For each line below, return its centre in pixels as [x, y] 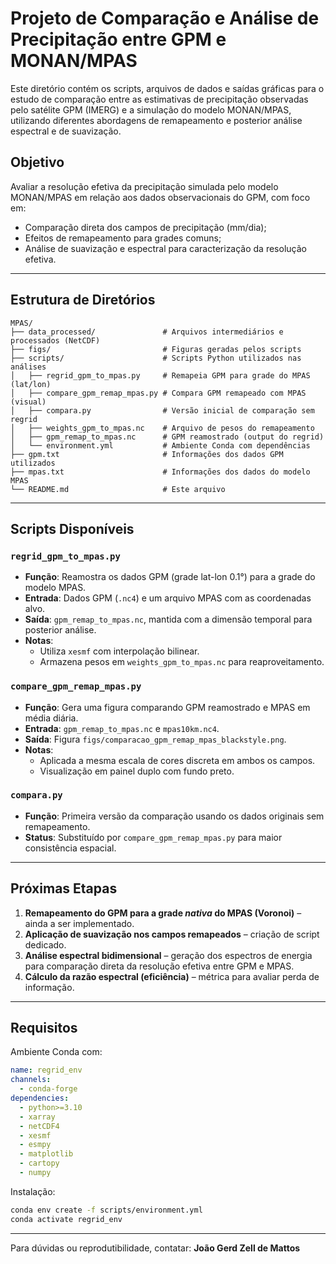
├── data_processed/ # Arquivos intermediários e [147, 332]
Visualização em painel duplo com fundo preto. [137, 771]
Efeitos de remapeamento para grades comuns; [123, 238]
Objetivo [37, 162]
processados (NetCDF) [55, 340]
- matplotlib [46, 1154]
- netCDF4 [39, 1126]
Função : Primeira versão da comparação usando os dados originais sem [174, 816]
